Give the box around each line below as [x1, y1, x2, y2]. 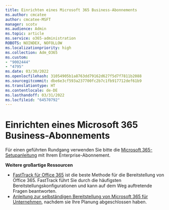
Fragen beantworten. [12, 188, 57, 194]
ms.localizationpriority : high [5, 45, 72, 50]
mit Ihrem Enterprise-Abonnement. [38, 152, 111, 158]
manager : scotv [5, 21, 38, 27]
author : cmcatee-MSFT [5, 17, 51, 22]
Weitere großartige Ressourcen [5, 162, 73, 168]
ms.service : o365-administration [5, 36, 76, 41]
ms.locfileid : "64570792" [5, 97, 60, 102]
